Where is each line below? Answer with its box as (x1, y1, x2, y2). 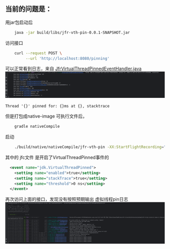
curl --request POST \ (14, 50, 62, 56)
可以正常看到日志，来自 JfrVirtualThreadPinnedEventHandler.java (5, 65, 142, 72)
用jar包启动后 (5, 19, 33, 25)
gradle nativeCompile (14, 124, 60, 129)
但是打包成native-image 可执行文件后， (5, 113, 88, 119)
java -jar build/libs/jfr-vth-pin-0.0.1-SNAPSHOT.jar (14, 30, 130, 35)
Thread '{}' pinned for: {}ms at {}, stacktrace (5, 103, 110, 109)
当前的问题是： (5, 5, 52, 14)
